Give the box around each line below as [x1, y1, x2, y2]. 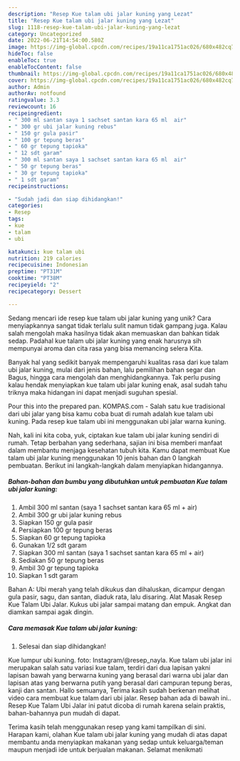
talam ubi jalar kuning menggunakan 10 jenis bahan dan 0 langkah [8, 453, 202, 462]
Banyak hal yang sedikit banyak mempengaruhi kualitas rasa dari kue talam [8, 358, 229, 366]
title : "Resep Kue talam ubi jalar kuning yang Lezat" [8, 17, 174, 24]
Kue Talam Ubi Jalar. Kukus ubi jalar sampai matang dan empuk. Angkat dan [8, 600, 231, 609]
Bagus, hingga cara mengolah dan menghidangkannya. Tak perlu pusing [8, 373, 221, 381]
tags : [8, 215, 24, 223]
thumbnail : [8, 70, 41, 77]
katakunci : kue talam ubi [8, 248, 85, 255]
